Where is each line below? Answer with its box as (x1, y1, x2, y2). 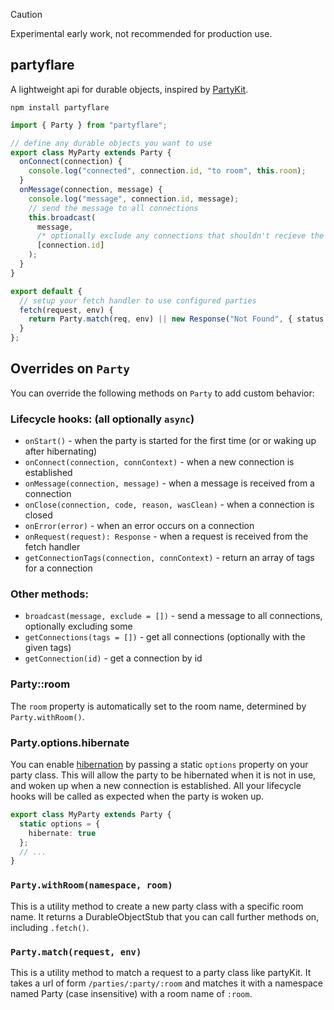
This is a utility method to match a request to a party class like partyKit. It (10, 966, 312, 978)
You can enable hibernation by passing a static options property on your (10, 759, 309, 771)
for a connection (24, 562, 93, 574)
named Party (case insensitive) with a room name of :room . (10, 987, 253, 999)
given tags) (24, 642, 72, 654)
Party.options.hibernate (10, 735, 130, 749)
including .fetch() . (10, 921, 90, 933)
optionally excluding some (24, 620, 133, 633)
